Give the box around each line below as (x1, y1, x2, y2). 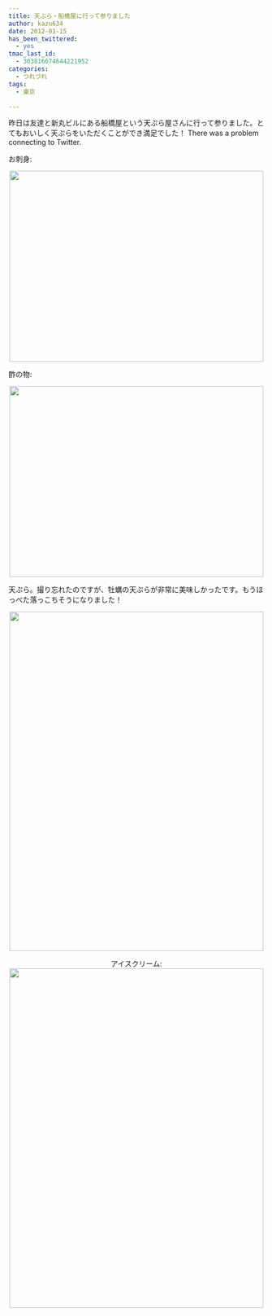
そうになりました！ (58, 595, 123, 605)
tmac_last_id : (8, 50, 57, 58)
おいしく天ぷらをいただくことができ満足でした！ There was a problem (22, 128, 259, 138)
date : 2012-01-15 (8, 27, 67, 35)
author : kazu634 (8, 20, 63, 28)
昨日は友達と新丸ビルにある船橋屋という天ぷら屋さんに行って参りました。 (8, 118, 257, 128)
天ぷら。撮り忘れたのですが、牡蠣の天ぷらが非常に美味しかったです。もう (8, 585, 257, 594)
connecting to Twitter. (8, 138, 82, 147)
